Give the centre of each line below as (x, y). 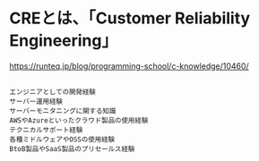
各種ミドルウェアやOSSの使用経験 (62, 140)
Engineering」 (64, 41)
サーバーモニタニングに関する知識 (63, 111)
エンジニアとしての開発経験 (52, 92)
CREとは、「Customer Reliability (130, 18)
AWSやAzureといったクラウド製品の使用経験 (79, 120)
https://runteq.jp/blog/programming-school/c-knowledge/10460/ (129, 66)
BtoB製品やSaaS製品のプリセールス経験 (72, 148)
